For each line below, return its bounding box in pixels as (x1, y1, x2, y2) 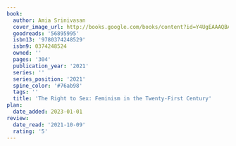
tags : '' (13, 88, 39, 95)
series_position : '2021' (13, 75, 86, 83)
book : (6, 10, 23, 18)
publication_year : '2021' (13, 62, 89, 69)
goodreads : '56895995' (13, 29, 80, 37)
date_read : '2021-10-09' (13, 121, 86, 128)
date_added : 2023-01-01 (13, 108, 82, 115)
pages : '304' (13, 56, 51, 63)
